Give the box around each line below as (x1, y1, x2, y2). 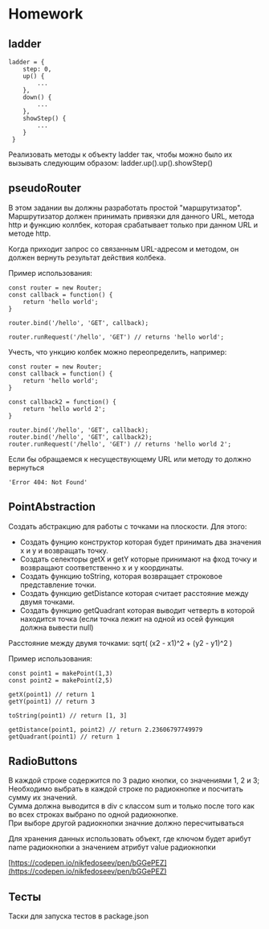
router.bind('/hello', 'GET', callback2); (8, 433, 153, 441)
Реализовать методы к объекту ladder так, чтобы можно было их (8, 150, 233, 159)
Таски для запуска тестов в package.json (8, 911, 149, 921)
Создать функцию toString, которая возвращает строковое (19, 571, 223, 581)
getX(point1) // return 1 (8, 690, 95, 698)
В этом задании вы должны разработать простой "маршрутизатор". (8, 203, 243, 212)
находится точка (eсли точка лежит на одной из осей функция (19, 614, 234, 623)
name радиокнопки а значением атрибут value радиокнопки (8, 842, 216, 853)
